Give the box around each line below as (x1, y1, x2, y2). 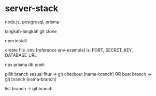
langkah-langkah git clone (5, 28, 57, 34)
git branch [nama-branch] (5, 76, 57, 82)
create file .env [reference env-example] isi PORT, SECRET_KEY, (5, 47, 133, 53)
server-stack (5, 3, 58, 14)
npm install (5, 37, 27, 44)
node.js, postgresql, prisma (5, 19, 59, 25)
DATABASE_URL (5, 52, 37, 58)
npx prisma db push (5, 62, 45, 67)
